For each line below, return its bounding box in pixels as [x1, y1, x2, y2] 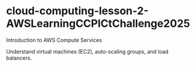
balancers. [6, 54, 32, 61]
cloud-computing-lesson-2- [6, 4, 149, 18]
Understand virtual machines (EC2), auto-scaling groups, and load [6, 48, 169, 55]
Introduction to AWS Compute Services [6, 36, 102, 43]
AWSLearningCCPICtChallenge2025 [6, 17, 190, 30]
